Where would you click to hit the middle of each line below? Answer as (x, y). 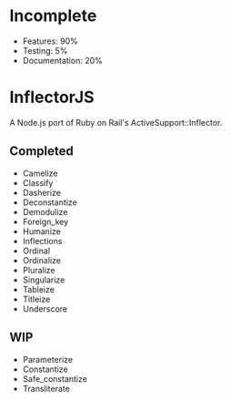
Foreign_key (45, 221)
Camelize (40, 173)
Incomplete (53, 16)
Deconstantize (50, 202)
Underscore (45, 308)
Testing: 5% (45, 50)
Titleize (36, 299)
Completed (42, 151)
